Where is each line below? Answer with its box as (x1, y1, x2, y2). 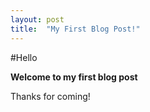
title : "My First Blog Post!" (10, 24, 141, 34)
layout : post (10, 14, 65, 25)
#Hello (10, 51, 38, 63)
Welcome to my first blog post (10, 71, 138, 83)
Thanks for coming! (10, 90, 91, 102)
